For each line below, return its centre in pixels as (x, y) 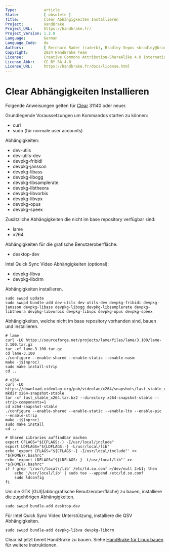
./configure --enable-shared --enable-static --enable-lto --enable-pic (83, 411)
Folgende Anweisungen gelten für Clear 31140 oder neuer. (66, 106)
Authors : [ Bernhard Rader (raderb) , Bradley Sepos (70, 48)
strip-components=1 (26, 402)
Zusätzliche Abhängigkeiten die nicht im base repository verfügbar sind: (80, 219)
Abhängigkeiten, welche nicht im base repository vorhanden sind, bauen (81, 321)
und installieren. (22, 326)
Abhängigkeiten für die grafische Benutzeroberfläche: (61, 244)
